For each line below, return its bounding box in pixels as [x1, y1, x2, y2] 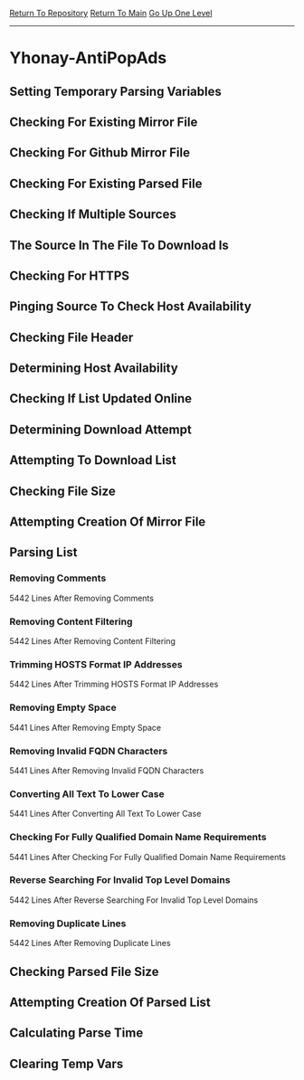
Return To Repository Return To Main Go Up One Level [9, 8, 213, 18]
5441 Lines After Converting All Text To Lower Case [9, 809, 202, 819]
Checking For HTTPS [9, 268, 129, 283]
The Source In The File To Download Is [9, 237, 229, 252]
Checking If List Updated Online [9, 391, 193, 406]
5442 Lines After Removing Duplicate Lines [9, 938, 171, 949]
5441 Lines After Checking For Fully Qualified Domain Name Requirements [9, 851, 287, 862]
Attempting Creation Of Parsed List [9, 994, 211, 1009]
